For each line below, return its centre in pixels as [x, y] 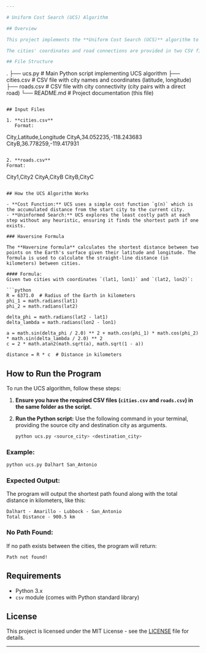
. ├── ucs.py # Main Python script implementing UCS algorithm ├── [93, 74]
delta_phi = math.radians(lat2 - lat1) [57, 317]
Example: [21, 452]
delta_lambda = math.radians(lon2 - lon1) [61, 323]
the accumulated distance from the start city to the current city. [96, 210]
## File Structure [30, 62]
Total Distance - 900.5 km [41, 517]
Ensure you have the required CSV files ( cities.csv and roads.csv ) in [104, 400]
